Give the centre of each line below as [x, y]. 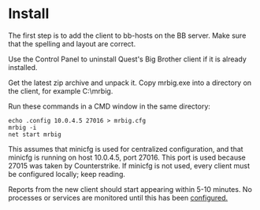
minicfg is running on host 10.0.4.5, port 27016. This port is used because [127, 157]
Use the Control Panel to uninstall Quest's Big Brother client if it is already [127, 59]
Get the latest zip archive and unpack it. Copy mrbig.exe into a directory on [130, 83]
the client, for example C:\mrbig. [61, 90]
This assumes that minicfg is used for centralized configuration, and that [126, 149]
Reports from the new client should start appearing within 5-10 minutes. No [130, 189]
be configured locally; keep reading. [67, 174]
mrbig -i [22, 127]
